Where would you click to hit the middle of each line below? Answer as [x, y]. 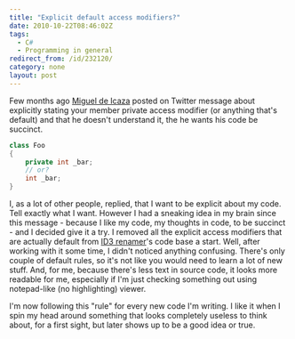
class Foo [28, 145]
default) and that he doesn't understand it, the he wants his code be [134, 119]
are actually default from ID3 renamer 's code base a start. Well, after [135, 242]
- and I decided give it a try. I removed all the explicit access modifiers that [146, 232]
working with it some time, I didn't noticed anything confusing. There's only [147, 251]
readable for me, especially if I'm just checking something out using [133, 279]
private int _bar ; [59, 162]
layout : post [33, 76]
